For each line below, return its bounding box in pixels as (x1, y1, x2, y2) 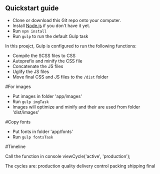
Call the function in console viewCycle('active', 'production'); (5, 153, 131, 159)
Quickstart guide (5, 4, 59, 12)
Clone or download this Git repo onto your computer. (12, 17, 121, 23)
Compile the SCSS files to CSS (12, 52, 76, 58)
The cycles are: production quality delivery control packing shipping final (5, 162, 155, 169)
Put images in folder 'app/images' (12, 93, 82, 99)
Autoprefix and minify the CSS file (12, 57, 82, 64)
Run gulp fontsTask (12, 133, 53, 139)
